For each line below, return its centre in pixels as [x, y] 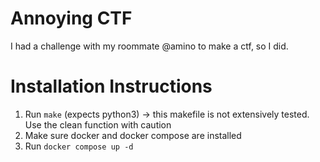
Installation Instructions [111, 86]
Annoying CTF [71, 18]
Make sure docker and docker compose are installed [133, 135]
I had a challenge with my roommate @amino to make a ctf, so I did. [149, 46]
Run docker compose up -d [79, 146]
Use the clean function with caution [98, 124]
